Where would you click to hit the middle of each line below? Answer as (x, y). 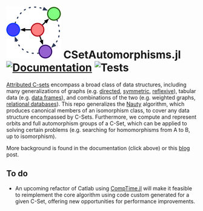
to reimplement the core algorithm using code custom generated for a (102, 195)
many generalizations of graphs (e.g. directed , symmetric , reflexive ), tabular (101, 91)
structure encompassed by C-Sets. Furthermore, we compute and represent (101, 117)
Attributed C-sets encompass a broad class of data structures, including (96, 85)
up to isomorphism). (31, 136)
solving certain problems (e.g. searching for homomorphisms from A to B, (98, 130)
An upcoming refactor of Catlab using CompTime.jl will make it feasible (104, 188)
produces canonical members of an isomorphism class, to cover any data (98, 110)
